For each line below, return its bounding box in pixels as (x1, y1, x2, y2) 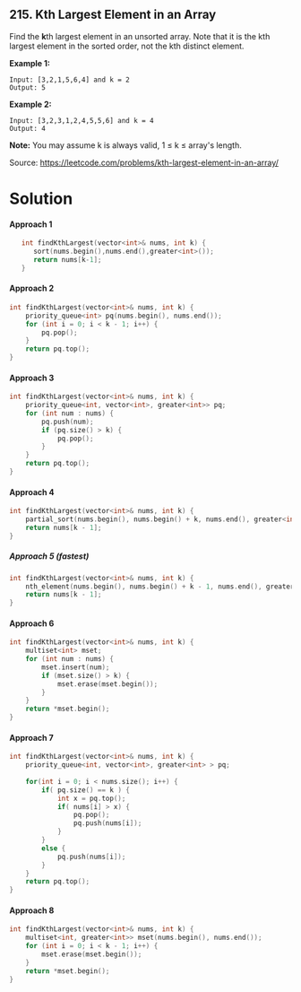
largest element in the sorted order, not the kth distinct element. (9, 40, 245, 51)
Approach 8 (9, 905, 55, 916)
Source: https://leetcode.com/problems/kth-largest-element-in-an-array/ (9, 157, 279, 168)
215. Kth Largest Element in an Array (9, 7, 217, 22)
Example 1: (9, 57, 51, 68)
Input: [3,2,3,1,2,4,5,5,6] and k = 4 (9, 116, 154, 125)
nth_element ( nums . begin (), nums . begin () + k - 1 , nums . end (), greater (25, 582, 295, 591)
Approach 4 (9, 486, 56, 497)
